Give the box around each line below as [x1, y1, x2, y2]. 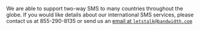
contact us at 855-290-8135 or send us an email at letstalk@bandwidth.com [6, 18, 193, 24]
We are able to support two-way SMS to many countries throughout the [6, 5, 183, 12]
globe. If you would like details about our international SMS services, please [6, 11, 194, 18]
